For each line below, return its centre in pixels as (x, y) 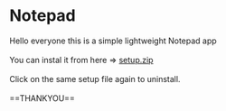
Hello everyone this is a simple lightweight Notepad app (113, 41)
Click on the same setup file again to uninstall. (95, 79)
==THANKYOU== (42, 98)
